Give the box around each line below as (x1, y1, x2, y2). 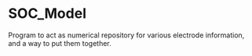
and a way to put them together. (8, 38, 111, 47)
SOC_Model (8, 5, 86, 23)
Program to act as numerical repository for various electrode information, (8, 30, 245, 40)
